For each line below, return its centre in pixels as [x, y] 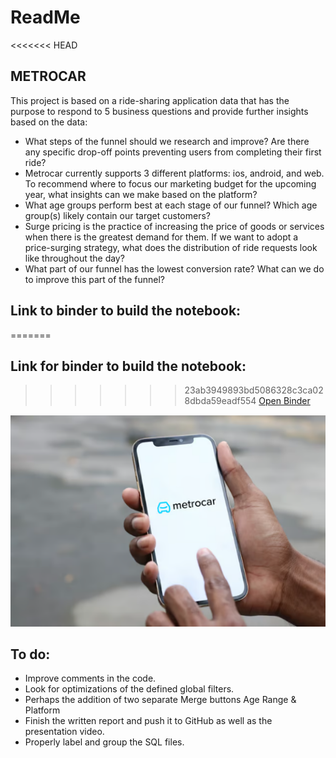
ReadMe [45, 17]
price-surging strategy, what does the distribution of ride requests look [171, 247]
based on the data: [49, 122]
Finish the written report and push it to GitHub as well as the [148, 721]
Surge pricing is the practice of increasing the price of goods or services [174, 226]
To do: [30, 654]
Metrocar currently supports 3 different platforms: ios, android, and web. [174, 173]
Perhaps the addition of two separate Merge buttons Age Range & [160, 700]
